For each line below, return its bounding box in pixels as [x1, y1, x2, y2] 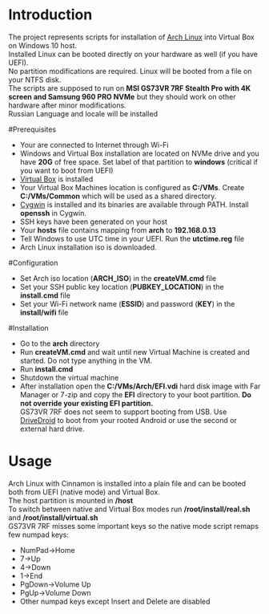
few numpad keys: [8, 530, 70, 539]
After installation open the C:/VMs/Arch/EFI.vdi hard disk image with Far [19, 381, 261, 391]
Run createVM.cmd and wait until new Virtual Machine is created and [19, 347, 251, 356]
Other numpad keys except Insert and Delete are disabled [19, 596, 211, 606]
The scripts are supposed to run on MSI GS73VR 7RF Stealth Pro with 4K [8, 83, 251, 93]
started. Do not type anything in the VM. [19, 356, 153, 365]
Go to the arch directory [19, 339, 100, 348]
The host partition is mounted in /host [8, 495, 134, 505]
